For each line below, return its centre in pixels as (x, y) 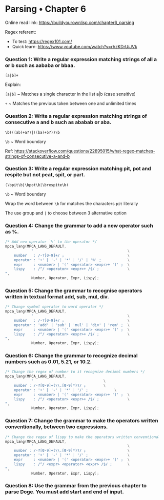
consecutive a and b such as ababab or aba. (58, 122)
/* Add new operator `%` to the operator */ (51, 242)
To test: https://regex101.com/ (42, 41)
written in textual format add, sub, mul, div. (57, 296)
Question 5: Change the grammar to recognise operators (74, 291)
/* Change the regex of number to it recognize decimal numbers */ (75, 372)
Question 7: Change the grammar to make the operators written (82, 421)
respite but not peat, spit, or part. (45, 175)
